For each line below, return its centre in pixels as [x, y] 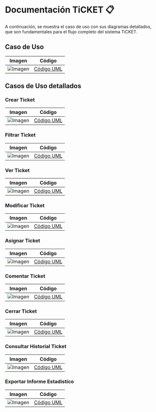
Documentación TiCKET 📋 [60, 10]
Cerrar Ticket [21, 311]
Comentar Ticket [25, 276]
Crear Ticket [20, 100]
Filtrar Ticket [21, 135]
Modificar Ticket [25, 206]
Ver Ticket [17, 170]
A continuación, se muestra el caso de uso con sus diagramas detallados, [78, 26]
